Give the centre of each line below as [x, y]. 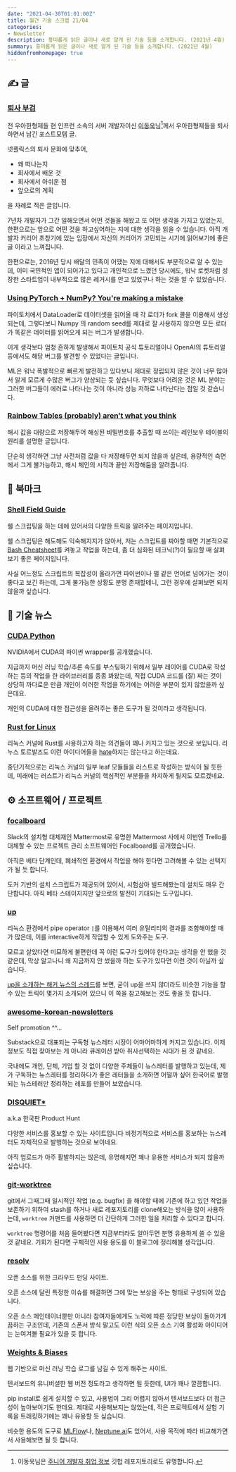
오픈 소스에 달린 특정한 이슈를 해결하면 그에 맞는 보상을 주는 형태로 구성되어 [110, 1292]
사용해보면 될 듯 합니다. [46, 1440]
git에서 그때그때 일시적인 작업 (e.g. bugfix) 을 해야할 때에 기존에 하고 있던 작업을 [118, 1201]
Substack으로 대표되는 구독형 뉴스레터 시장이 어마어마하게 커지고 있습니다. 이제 [117, 1042]
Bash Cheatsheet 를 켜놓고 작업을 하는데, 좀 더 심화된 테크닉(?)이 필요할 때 [110, 550]
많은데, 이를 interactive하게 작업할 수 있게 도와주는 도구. [91, 937]
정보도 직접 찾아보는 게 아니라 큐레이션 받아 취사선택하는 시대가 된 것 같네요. [111, 1051]
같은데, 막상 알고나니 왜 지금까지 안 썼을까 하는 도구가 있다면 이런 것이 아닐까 [112, 961]
